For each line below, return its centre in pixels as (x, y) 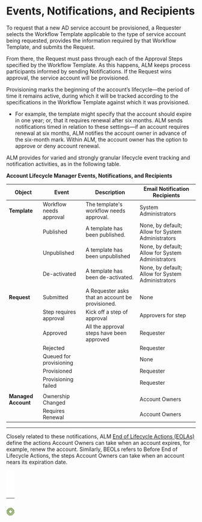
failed (50, 386)
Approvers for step (163, 315)
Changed (54, 402)
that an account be (109, 297)
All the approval (105, 327)
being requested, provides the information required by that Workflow (91, 40)
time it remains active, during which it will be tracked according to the (92, 96)
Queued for (57, 356)
